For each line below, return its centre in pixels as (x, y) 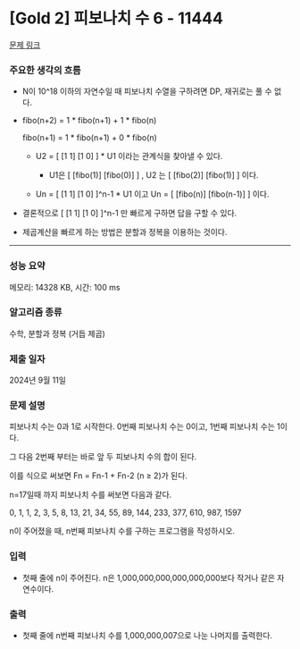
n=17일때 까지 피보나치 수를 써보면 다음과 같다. (91, 495)
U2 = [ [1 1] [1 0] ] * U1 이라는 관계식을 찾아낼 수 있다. (129, 156)
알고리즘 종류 (36, 312)
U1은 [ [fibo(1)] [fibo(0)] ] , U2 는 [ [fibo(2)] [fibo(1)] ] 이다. (154, 175)
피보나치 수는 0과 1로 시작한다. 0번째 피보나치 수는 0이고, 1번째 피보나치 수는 (142, 426)
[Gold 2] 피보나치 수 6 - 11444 (116, 18)
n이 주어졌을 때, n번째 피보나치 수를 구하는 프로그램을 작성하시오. (122, 531)
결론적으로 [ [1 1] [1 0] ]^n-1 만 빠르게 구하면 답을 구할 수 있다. (129, 213)
